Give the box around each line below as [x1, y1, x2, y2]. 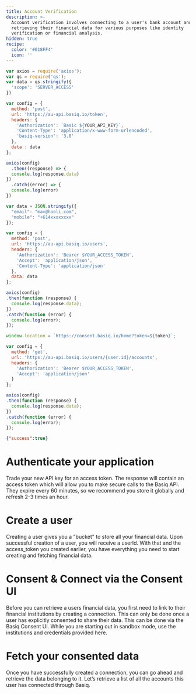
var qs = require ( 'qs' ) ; [6, 74, 66, 80]
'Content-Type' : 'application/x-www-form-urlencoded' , [16, 128, 153, 134]
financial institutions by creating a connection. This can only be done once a [6, 610, 190, 617]
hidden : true [6, 36, 38, 42]
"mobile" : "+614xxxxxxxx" [11, 214, 75, 220]
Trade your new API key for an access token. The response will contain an [6, 475, 184, 482]
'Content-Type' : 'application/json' [16, 263, 106, 269]
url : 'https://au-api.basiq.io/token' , [11, 111, 108, 117]
